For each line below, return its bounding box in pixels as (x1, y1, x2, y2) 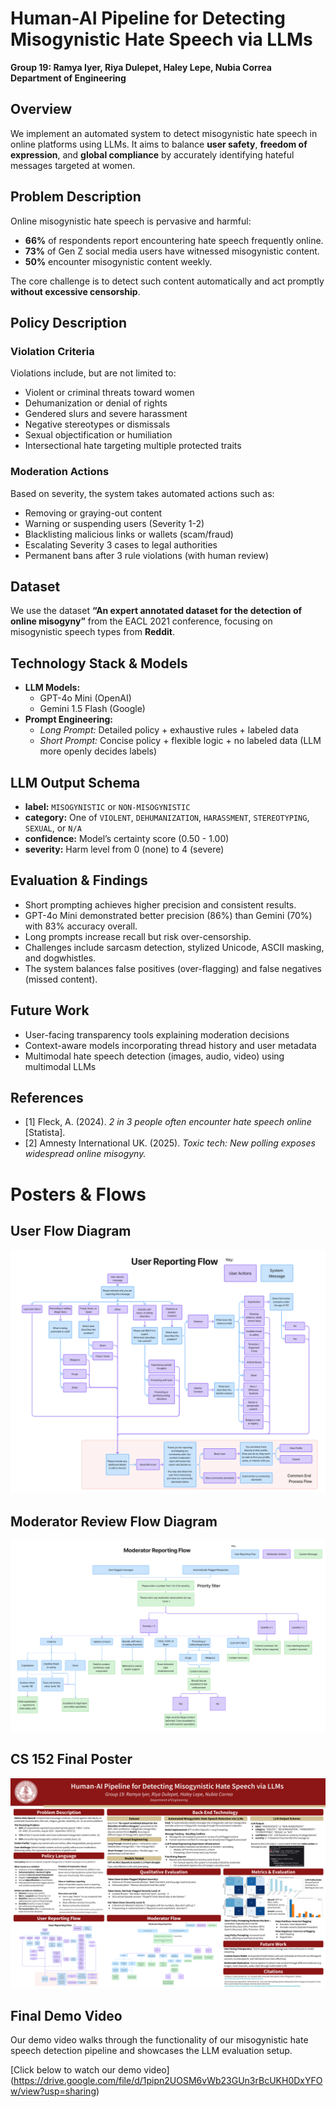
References (10, 1090, 84, 1106)
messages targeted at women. (10, 159, 136, 171)
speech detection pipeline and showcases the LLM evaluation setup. (10, 2044, 293, 2056)
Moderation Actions (10, 465, 110, 479)
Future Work (10, 1002, 90, 1019)
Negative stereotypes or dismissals (24, 418, 171, 431)
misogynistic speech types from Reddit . (10, 626, 175, 638)
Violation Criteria (10, 344, 95, 358)
